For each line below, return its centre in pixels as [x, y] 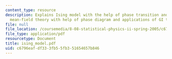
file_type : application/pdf [35, 34]
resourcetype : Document [31, 39]
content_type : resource [31, 10]
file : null [17, 24]
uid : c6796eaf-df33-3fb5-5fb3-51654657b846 [52, 48]
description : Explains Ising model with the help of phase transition [82, 15]
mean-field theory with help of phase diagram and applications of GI [87, 19]
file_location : [21, 29]
